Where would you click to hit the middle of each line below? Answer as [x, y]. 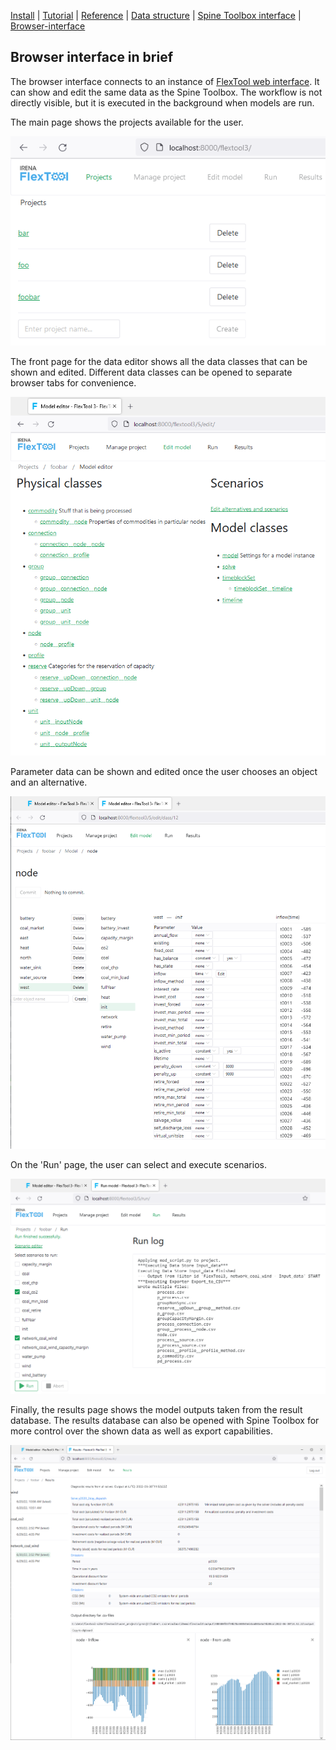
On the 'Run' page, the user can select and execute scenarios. [138, 1164]
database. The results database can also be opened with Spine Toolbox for [165, 1420]
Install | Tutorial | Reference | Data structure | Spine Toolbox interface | [156, 15]
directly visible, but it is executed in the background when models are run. [162, 102]
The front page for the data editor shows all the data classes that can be [159, 361]
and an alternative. [49, 782]
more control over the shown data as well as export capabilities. [141, 1431]
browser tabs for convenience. [73, 382]
